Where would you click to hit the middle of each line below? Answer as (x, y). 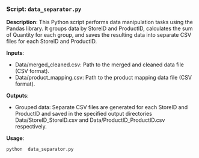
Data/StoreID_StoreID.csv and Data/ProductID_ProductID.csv (90, 120)
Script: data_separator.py (44, 9)
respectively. (31, 127)
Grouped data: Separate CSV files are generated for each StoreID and (101, 107)
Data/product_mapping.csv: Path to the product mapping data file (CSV (103, 78)
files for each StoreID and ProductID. (52, 42)
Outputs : (17, 96)
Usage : (15, 138)
